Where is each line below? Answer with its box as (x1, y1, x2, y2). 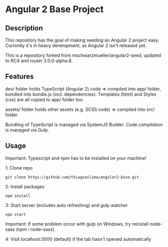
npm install (5, 193, 30, 198)
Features (5, 72, 34, 81)
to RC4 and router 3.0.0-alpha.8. (5, 58, 73, 64)
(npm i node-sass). (16, 226, 56, 232)
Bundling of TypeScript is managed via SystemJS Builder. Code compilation (5, 121, 163, 128)
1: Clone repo (5, 164, 33, 171)
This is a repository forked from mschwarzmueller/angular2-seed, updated (5, 52, 161, 58)
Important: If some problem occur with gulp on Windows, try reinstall (5, 221, 149, 227)
